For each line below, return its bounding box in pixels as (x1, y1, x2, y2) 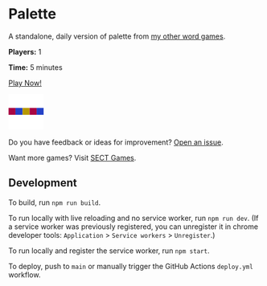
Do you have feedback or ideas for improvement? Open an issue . (8, 137, 224, 147)
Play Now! (8, 78, 42, 88)
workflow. (8, 270, 41, 280)
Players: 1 (8, 47, 42, 56)
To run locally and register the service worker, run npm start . (8, 246, 211, 255)
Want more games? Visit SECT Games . (8, 153, 137, 162)
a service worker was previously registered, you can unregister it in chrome (8, 222, 259, 231)
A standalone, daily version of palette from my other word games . (8, 31, 226, 41)
